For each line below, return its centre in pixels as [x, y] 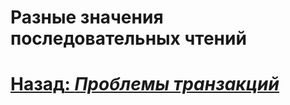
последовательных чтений [128, 38]
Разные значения [87, 17]
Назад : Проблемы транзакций [145, 84]
